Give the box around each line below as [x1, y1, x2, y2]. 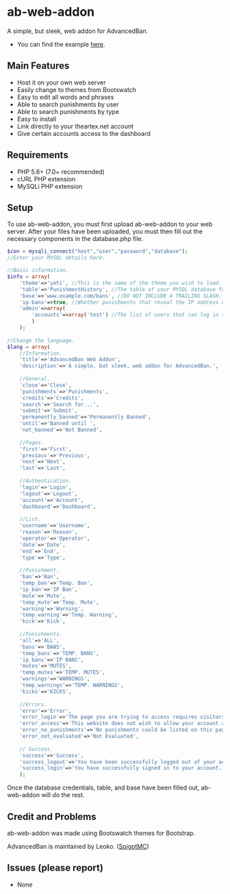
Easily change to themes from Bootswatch [16, 85, 137, 93]
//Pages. [19, 439, 44, 446]
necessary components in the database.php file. [7, 235, 144, 243]
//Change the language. [7, 337, 75, 344]
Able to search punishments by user [16, 100, 119, 108]
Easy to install [16, 115, 57, 123]
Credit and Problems [7, 811, 97, 823]
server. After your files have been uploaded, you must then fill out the [7, 227, 203, 236]
